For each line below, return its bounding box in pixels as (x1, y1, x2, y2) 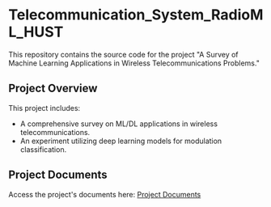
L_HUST (8, 23, 64, 41)
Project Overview (8, 82, 98, 95)
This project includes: (8, 103, 81, 112)
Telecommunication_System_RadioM (8, 6, 264, 24)
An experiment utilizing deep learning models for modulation (19, 136, 222, 146)
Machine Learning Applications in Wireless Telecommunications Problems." (8, 58, 260, 68)
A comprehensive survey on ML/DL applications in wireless (19, 119, 218, 129)
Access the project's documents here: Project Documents (8, 189, 201, 199)
